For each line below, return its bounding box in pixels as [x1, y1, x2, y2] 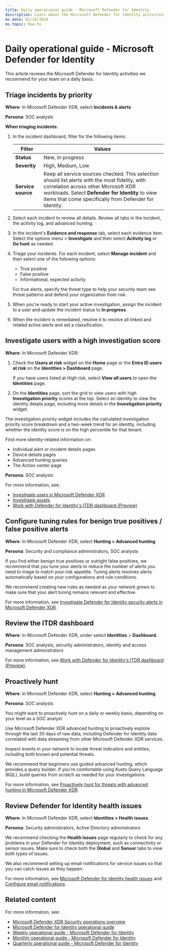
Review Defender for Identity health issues [5, 802, 142, 810]
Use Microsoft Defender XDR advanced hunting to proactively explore [5, 725, 150, 731]
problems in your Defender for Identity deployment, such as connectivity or [5, 840, 161, 846]
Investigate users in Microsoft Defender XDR [12, 491, 105, 497]
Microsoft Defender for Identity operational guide [12, 924, 115, 930]
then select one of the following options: [12, 256, 97, 262]
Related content [5, 895, 56, 904]
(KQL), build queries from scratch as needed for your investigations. [5, 772, 146, 778]
